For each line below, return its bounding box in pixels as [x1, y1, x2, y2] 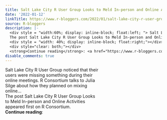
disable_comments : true [5, 53, 55, 59]
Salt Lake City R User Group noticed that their [5, 67, 98, 73]
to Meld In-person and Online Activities [5, 99, 85, 105]
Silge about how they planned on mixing [5, 83, 87, 89]
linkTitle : [5, 16, 28, 21]
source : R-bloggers [5, 21, 46, 26]
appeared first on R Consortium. [5, 104, 71, 110]
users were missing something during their [5, 72, 93, 78]
